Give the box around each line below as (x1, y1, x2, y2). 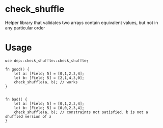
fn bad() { (5, 97, 27, 102)
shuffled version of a (5, 114, 52, 119)
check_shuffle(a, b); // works (14, 79, 78, 84)
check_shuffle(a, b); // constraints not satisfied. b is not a (14, 109, 148, 115)
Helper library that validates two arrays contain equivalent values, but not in (5, 20, 158, 26)
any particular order (5, 25, 45, 30)
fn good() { (5, 67, 29, 72)
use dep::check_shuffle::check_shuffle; (5, 58, 89, 63)
